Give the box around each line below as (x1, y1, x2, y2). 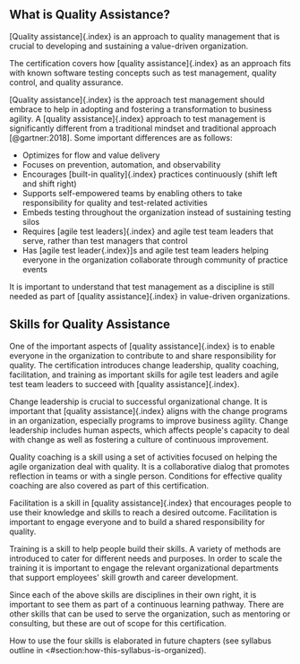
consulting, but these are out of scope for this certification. (9, 617, 227, 628)
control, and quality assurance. (9, 76, 124, 88)
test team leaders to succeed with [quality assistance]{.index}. (9, 378, 240, 389)
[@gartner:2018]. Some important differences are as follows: (9, 132, 233, 142)
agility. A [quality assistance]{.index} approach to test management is (9, 113, 266, 124)
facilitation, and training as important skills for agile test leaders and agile (9, 369, 279, 380)
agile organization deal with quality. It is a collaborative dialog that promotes (9, 461, 290, 471)
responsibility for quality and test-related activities (21, 197, 208, 208)
